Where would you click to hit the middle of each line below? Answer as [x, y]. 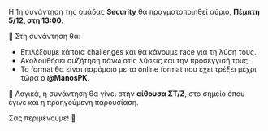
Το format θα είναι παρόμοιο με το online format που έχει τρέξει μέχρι [138, 69]
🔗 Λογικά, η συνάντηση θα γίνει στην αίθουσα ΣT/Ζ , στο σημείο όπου [127, 94]
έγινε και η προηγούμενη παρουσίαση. [74, 102]
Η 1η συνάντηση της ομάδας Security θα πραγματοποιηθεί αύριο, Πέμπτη [134, 12]
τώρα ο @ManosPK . [55, 78]
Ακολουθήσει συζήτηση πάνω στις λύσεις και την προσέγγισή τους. [135, 61]
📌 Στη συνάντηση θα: [45, 36]
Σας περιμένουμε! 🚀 [42, 118]
